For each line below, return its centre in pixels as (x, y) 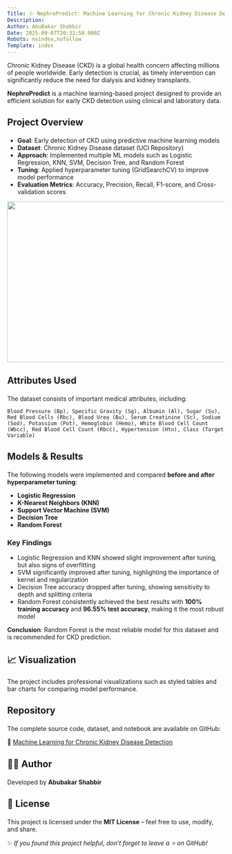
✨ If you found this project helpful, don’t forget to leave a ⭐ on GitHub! (107, 843)
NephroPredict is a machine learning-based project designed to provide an (115, 93)
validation (31, 192)
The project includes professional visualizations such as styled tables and (112, 681)
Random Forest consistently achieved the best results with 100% (109, 602)
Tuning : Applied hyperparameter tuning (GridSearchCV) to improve (113, 170)
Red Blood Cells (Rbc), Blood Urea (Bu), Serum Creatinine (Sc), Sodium (114, 417)
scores (56, 192)
